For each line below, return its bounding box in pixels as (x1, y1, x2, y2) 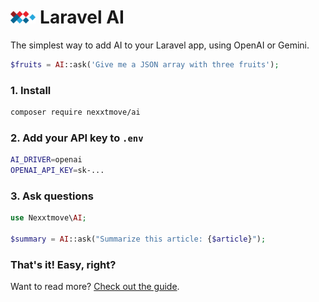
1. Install (10, 83, 52, 97)
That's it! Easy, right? (10, 257, 117, 271)
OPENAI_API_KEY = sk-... (10, 166, 105, 176)
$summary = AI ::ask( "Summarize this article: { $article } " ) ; (10, 234, 267, 245)
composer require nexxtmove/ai (10, 107, 141, 118)
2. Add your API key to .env (10, 131, 144, 145)
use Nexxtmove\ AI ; (10, 213, 87, 223)
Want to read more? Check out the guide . (10, 281, 180, 293)
